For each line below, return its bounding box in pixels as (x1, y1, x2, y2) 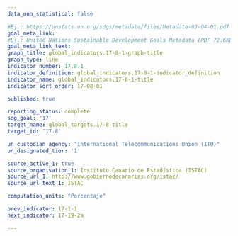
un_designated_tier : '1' (7, 147, 81, 154)
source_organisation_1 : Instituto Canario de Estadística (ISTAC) (7, 167, 208, 174)
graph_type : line (7, 56, 59, 64)
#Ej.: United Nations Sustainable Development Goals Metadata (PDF (7, 36, 211, 43)
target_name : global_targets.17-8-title (7, 121, 129, 128)
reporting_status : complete (7, 108, 91, 116)
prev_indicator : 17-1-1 (7, 206, 78, 213)
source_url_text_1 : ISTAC (7, 180, 84, 187)
